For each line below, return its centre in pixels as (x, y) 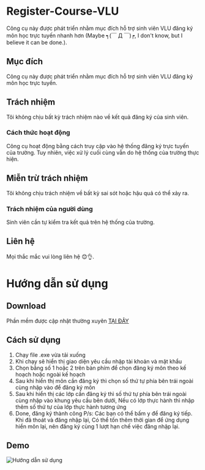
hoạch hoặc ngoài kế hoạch (50, 374)
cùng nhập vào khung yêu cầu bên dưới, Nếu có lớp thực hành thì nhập (105, 400)
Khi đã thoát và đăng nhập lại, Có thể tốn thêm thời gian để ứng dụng (102, 420)
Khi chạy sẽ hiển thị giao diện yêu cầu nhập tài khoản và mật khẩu (99, 361)
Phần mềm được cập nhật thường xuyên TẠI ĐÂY (68, 321)
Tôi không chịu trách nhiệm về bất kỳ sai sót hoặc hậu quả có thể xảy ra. (98, 193)
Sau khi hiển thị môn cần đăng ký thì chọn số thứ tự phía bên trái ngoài (104, 381)
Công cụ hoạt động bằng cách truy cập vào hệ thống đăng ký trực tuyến (98, 146)
